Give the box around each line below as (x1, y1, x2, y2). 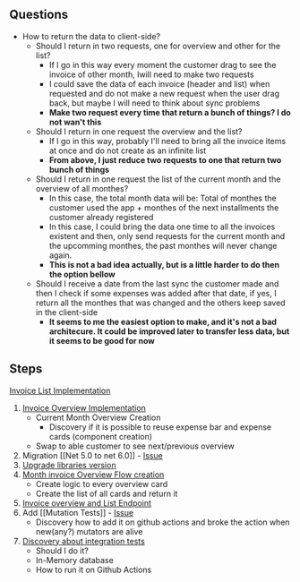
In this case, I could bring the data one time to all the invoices (48, 221, 276, 232)
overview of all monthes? (35, 183, 129, 193)
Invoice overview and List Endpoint (21, 497, 152, 509)
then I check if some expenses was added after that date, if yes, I (35, 287, 277, 298)
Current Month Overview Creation (35, 412, 161, 423)
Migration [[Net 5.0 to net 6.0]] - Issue (21, 449, 163, 460)
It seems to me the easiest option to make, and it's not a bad (48, 316, 278, 327)
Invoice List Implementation (9, 385, 111, 396)
